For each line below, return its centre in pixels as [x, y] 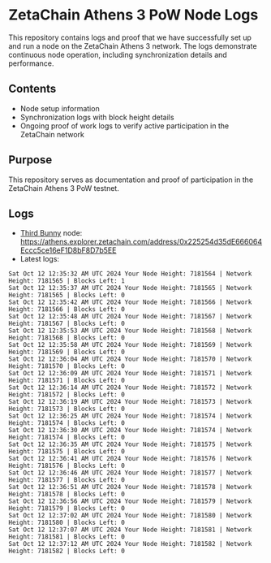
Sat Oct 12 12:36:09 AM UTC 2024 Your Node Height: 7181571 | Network [130, 374]
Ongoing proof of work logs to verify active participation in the [125, 126]
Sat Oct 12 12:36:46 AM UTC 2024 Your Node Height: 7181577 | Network [130, 473]
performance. [31, 63]
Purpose [30, 160]
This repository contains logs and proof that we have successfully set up [130, 37]
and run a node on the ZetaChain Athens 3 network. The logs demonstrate [133, 45]
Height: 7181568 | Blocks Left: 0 [67, 338]
